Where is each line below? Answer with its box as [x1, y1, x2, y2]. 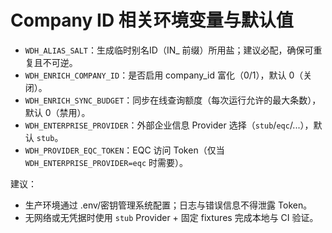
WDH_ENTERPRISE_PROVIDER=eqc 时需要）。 [24, 156, 189, 168]
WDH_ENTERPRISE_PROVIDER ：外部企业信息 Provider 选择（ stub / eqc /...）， [24, 119, 314, 131]
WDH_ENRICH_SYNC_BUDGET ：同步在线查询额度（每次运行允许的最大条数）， [24, 94, 322, 106]
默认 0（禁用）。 [24, 106, 91, 118]
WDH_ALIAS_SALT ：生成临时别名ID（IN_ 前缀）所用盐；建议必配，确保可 [24, 44, 314, 56]
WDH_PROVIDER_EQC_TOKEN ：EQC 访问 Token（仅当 [24, 144, 225, 156]
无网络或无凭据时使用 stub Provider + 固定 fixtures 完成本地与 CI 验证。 [24, 211, 319, 223]
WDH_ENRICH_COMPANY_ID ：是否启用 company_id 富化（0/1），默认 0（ [24, 69, 304, 81]
